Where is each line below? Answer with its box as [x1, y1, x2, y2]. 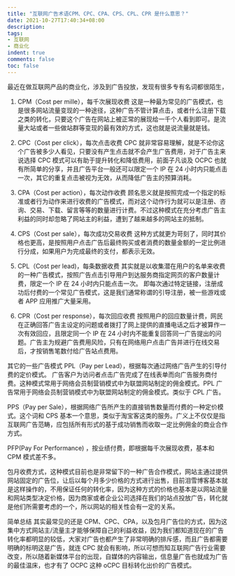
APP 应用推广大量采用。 [25, 297, 95, 305]
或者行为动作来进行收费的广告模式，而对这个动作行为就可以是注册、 [23, 197, 220, 205]
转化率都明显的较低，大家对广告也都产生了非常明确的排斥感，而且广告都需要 [7, 535, 228, 543]
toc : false [7, 62, 39, 69]
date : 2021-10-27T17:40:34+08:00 [7, 17, 105, 24]
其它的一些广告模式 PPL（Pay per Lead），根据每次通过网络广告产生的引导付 [7, 361, 227, 370]
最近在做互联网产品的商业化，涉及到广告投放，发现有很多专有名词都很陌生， [7, 82, 228, 91]
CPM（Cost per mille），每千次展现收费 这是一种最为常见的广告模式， [17, 97, 218, 106]
